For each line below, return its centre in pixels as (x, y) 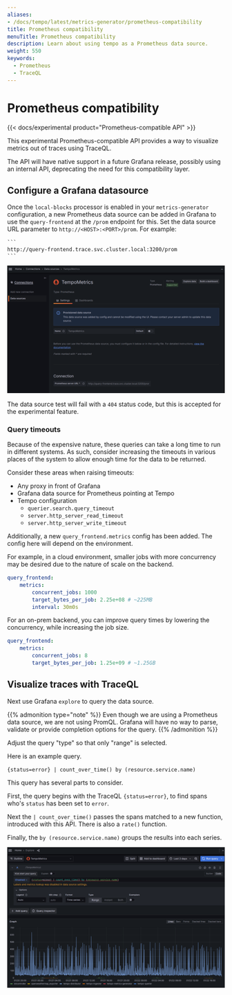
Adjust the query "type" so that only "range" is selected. (87, 742)
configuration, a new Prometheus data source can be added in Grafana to (112, 214)
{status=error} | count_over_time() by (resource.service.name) (101, 769)
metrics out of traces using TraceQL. (59, 148)
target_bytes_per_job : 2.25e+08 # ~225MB (93, 600)
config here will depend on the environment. (70, 544)
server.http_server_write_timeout (77, 523)
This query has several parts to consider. (65, 783)
